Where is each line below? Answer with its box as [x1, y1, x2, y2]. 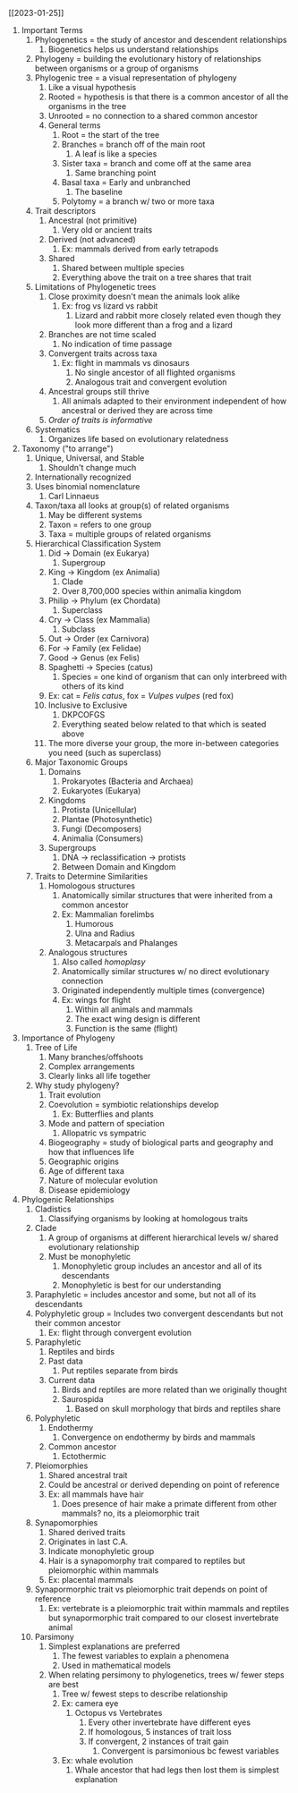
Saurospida [61, 1394, 104, 1404]
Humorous [74, 919, 114, 929]
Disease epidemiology [47, 1185, 131, 1195]
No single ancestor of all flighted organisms [74, 367, 236, 378]
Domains [47, 767, 81, 777]
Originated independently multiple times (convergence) [61, 985, 266, 996]
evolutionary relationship [47, 1242, 140, 1252]
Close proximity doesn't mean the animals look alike [47, 291, 241, 302]
